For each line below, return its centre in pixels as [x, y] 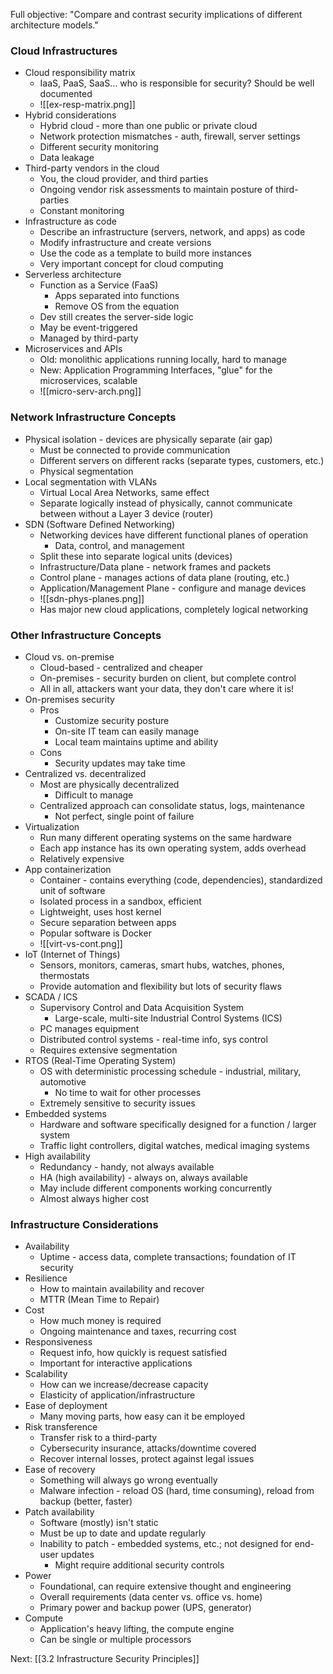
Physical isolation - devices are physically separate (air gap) [148, 439]
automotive [63, 1081]
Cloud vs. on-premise [69, 656]
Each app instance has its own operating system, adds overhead [173, 848]
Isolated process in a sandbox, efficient [120, 901]
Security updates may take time [120, 763]
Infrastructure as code [70, 221]
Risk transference [61, 1427]
